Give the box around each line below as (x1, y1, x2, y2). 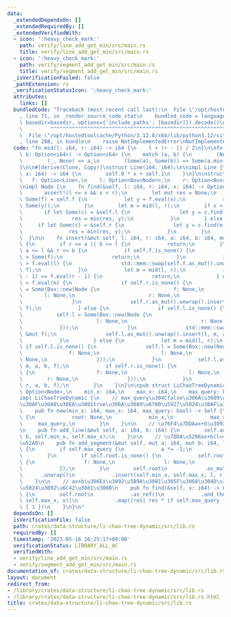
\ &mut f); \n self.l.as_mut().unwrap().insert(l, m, (19, 330, 220, 338)
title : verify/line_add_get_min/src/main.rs (19, 49, 149, 56)
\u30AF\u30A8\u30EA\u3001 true (19, 401, 107, 408)
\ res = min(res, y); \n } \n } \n (19, 228, 211, 235)
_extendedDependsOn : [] (13, 17, 81, 23)
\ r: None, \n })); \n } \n (19, 375, 192, 383)
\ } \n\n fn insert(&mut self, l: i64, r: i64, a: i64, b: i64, (19, 234, 217, 241)
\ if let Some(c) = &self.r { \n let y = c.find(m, (19, 221, 226, 228)
